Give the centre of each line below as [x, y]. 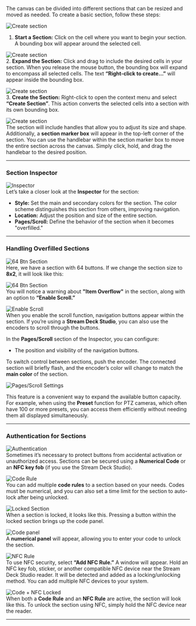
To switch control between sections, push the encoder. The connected [91, 362]
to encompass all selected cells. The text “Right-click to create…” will [91, 73]
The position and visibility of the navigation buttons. [77, 350]
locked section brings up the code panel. [55, 521]
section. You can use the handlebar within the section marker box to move [95, 140]
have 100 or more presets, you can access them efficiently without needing [97, 409]
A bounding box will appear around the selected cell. [78, 44]
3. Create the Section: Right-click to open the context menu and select [91, 97]
